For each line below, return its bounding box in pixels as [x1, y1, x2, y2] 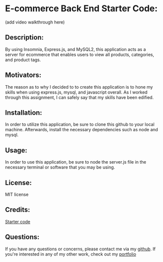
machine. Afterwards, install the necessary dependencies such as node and [5, 127, 158, 133]
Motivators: [5, 71, 42, 79]
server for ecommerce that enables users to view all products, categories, [5, 51, 154, 57]
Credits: [5, 206, 30, 214]
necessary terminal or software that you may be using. [5, 165, 115, 170]
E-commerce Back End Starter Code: [5, 3, 158, 14]
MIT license [5, 191, 29, 197]
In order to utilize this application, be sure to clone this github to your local [5, 121, 155, 127]
